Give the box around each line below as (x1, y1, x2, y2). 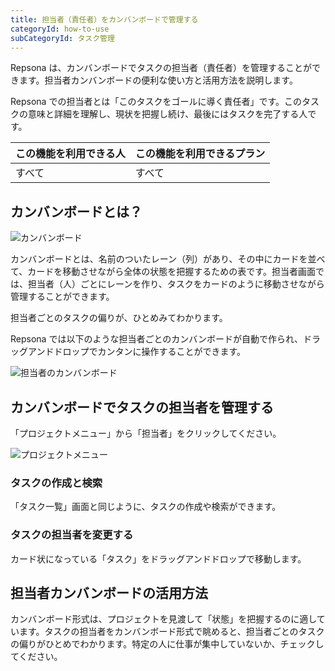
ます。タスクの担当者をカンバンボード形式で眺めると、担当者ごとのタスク (18, 626, 325, 638)
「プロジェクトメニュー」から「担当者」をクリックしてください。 (10, 427, 282, 439)
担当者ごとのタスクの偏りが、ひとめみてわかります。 (10, 312, 228, 324)
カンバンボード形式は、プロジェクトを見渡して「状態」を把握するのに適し (10, 613, 317, 625)
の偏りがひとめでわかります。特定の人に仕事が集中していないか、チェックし (10, 638, 325, 650)
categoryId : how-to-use (10, 24, 110, 34)
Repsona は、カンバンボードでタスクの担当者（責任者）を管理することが (10, 62, 313, 74)
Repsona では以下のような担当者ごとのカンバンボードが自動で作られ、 (10, 333, 304, 345)
